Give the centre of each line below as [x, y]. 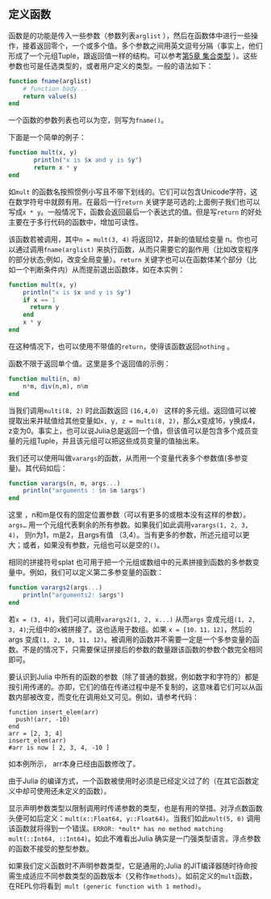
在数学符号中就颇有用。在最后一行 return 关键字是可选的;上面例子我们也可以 [134, 201]
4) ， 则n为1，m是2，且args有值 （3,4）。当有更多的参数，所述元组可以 [126, 535]
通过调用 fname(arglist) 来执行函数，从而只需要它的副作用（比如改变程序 [137, 249]
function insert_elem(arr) [54, 712]
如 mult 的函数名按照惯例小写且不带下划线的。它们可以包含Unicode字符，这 [133, 192]
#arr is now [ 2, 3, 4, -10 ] [59, 747]
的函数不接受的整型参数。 [51, 848]
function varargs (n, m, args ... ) [65, 483]
